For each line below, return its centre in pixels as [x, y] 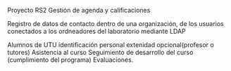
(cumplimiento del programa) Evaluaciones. [70, 60]
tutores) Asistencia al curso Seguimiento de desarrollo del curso [100, 52]
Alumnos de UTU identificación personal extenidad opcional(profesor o [111, 45]
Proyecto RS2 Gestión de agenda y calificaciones [79, 10]
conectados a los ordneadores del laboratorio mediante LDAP [97, 31]
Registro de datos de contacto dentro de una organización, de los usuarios [115, 24]
